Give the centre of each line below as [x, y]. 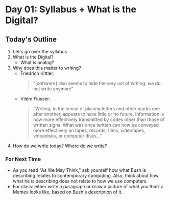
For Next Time [23, 159]
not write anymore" [53, 89]
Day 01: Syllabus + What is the [71, 9]
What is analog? [37, 62]
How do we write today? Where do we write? [60, 146]
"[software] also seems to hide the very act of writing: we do [97, 83]
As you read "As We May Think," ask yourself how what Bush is [79, 170]
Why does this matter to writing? [47, 68]
